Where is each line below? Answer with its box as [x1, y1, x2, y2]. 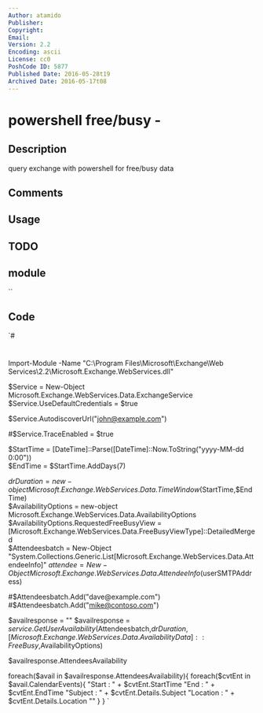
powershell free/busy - [8, 111, 161, 129]
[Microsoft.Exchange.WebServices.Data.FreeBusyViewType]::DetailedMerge [8, 526, 255, 536]
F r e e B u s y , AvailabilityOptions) [8, 641, 104, 650]
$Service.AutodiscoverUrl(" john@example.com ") [8, 414, 167, 423]
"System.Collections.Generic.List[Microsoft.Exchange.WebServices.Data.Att [8, 552, 254, 561]
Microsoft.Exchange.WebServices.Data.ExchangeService [8, 390, 194, 400]
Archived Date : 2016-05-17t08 [8, 77, 108, 85]
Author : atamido [8, 11, 61, 20]
